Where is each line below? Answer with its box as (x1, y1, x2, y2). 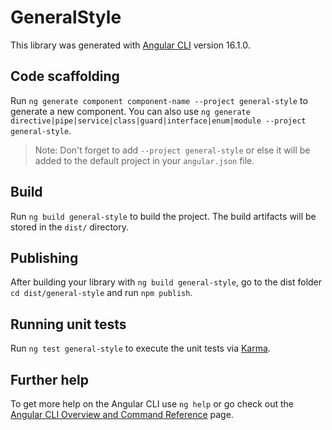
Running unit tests (10, 316, 127, 333)
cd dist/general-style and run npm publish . (10, 287, 193, 299)
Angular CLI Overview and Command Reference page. (10, 409, 234, 420)
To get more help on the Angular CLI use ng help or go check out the (10, 398, 294, 410)
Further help (10, 371, 90, 388)
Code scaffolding (10, 68, 120, 85)
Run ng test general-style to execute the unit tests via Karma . (10, 342, 271, 355)
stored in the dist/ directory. (10, 221, 130, 233)
